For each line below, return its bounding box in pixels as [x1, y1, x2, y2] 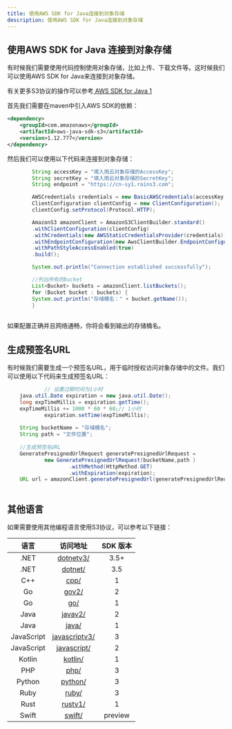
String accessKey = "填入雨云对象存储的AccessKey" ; [32, 168, 175, 175]
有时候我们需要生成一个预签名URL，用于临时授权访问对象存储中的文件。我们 [7, 364, 225, 372]
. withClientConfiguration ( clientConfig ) [32, 225, 150, 232]
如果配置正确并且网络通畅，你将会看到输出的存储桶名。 [7, 322, 164, 330]
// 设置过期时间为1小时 [43, 386, 104, 393]
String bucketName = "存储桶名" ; [19, 425, 112, 432]
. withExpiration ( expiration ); [68, 470, 156, 477]
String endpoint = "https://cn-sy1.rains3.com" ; [32, 181, 175, 188]
